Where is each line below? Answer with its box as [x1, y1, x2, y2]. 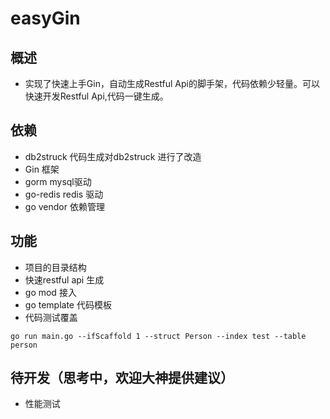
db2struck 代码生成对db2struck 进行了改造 [24, 150, 202, 162]
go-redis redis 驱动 [24, 188, 104, 200]
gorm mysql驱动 [24, 175, 92, 187]
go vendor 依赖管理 [24, 200, 105, 212]
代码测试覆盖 [24, 311, 78, 323]
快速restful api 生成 [24, 273, 105, 286]
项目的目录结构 [24, 261, 87, 273]
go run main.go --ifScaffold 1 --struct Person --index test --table [10, 331, 307, 341]
